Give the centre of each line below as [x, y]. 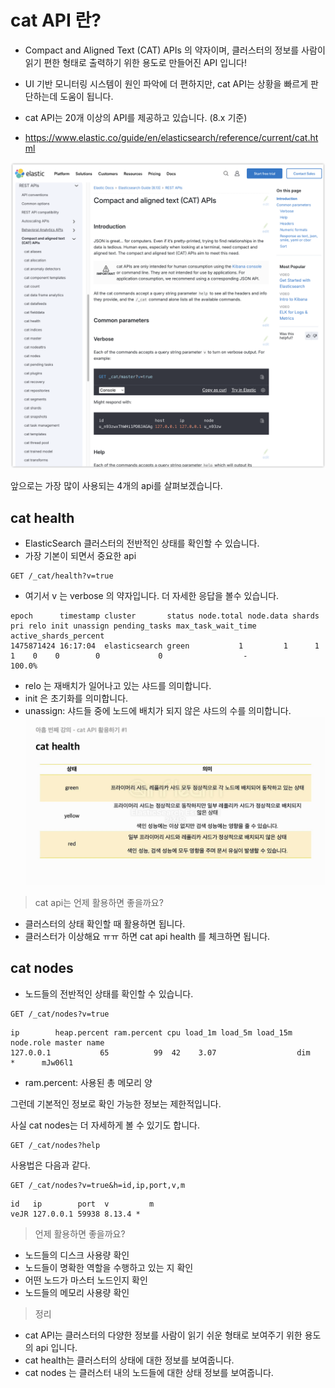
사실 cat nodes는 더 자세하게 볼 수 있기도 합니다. [105, 1125]
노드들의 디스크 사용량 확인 [77, 1255]
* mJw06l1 [42, 1062]
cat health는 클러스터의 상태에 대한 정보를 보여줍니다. [129, 1360]
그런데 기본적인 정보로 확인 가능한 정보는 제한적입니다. [116, 1103]
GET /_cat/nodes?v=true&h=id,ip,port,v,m [98, 1185]
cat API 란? [56, 20]
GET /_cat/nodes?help [55, 1145]
